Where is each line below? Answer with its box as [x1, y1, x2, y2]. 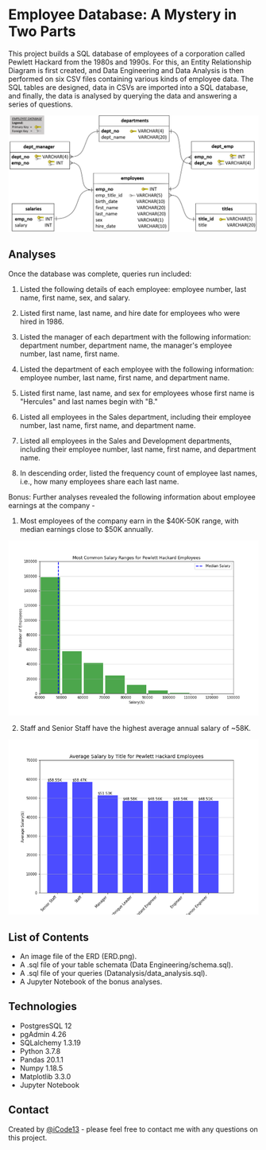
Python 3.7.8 [19, 1046, 61, 1055]
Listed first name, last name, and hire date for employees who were [19, 308, 241, 317]
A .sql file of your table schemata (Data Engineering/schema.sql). [19, 960, 233, 969]
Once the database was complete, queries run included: [8, 269, 192, 278]
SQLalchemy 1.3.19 [19, 1038, 81, 1047]
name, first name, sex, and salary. [19, 293, 131, 302]
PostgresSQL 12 [19, 1020, 72, 1031]
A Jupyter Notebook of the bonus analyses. [19, 977, 163, 986]
